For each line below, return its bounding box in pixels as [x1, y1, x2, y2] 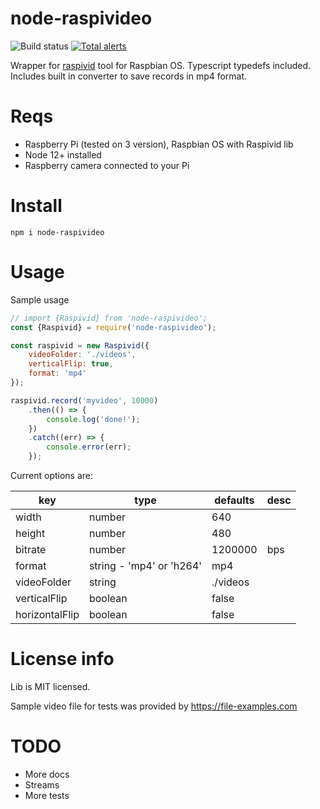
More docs [24, 768, 70, 780]
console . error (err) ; [46, 442, 132, 452]
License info [10, 648, 115, 671]
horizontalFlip [15, 608, 80, 621]
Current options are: [10, 470, 94, 481]
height [15, 527, 46, 540]
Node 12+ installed [24, 148, 102, 161]
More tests [24, 789, 70, 801]
